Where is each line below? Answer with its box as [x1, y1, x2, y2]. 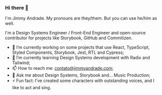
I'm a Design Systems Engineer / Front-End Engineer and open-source [5, 30, 146, 36]
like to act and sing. [12, 85, 51, 91]
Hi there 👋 [5, 4, 29, 11]
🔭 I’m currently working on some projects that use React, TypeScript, [12, 45, 150, 50]
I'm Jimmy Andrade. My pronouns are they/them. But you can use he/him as [5, 16, 157, 21]
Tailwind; [12, 60, 31, 66]
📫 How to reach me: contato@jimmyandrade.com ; [12, 65, 114, 71]
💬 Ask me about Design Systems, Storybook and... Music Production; [12, 72, 150, 78]
